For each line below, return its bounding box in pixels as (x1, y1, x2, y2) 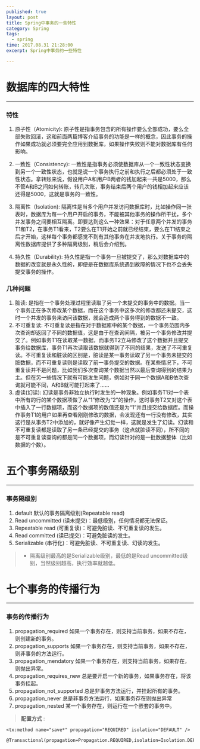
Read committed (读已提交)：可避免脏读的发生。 (14, 531, 134, 539)
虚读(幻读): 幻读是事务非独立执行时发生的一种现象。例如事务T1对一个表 (14, 389, 189, 396)
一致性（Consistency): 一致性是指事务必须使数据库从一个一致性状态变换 (14, 160, 192, 167)
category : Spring (6, 25, 49, 32)
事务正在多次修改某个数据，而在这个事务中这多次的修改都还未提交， (20, 307, 187, 314)
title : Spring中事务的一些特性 (6, 20, 77, 26)
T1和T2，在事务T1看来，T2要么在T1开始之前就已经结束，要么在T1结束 (14, 225, 186, 233)
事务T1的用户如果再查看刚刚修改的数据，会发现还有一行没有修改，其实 (20, 411, 193, 418)
